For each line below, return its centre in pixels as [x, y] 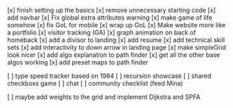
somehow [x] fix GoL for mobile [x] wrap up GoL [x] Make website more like [116, 25]
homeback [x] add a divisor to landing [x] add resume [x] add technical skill [116, 40]
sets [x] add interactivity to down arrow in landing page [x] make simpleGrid [116, 47]
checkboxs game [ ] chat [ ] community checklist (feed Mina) [95, 83]
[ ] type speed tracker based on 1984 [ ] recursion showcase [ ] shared [110, 76]
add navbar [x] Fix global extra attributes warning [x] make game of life [110, 18]
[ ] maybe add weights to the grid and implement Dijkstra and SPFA [104, 97]
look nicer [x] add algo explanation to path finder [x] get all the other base [114, 55]
